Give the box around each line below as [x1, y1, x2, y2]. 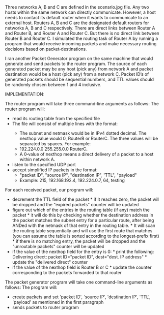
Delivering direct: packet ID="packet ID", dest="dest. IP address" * [12, 254, 147, 260]
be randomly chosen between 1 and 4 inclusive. [5, 82, 102, 88]
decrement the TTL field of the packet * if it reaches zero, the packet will [12, 196, 160, 202]
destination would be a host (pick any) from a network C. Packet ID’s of [5, 71, 149, 77]
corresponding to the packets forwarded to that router [12, 270, 122, 275]
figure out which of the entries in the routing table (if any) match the [12, 207, 150, 213]
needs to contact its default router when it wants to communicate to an [5, 15, 149, 20]
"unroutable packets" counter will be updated [12, 244, 105, 249]
